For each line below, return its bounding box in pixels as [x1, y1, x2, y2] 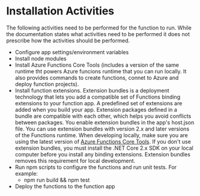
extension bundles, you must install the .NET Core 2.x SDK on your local [14, 144, 193, 152]
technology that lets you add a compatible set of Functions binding [14, 93, 181, 100]
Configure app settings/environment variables [14, 48, 129, 55]
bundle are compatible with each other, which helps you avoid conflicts [14, 112, 192, 120]
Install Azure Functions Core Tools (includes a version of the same [14, 61, 179, 69]
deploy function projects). [14, 80, 79, 88]
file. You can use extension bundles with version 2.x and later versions [14, 125, 190, 132]
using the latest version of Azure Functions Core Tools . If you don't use [14, 138, 191, 145]
